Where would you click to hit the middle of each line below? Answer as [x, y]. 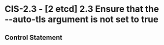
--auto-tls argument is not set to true [82, 19]
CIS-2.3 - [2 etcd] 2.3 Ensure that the [82, 9]
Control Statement [33, 37]
